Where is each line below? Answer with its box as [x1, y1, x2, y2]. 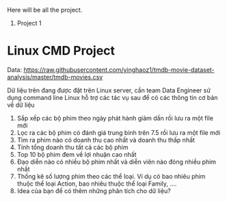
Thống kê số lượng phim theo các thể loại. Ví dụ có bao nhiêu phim [16, 172, 206, 180]
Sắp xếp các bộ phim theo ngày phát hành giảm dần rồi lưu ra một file [16, 114, 214, 122]
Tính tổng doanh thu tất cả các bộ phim [16, 143, 129, 151]
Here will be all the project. [7, 6, 83, 14]
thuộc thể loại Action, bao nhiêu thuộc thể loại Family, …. [16, 179, 177, 188]
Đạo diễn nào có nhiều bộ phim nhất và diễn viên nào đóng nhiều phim [16, 157, 217, 166]
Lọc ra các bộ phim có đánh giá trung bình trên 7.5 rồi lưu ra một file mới [16, 128, 221, 136]
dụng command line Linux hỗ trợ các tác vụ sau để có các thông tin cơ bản [7, 93, 218, 101]
